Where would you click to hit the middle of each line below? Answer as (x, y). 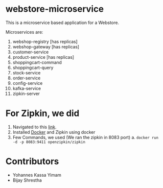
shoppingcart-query (33, 68)
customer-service (31, 52)
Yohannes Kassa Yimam (37, 175)
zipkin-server (26, 94)
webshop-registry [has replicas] (45, 41)
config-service (28, 83)
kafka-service (27, 88)
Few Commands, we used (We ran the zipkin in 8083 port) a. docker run (85, 137)
